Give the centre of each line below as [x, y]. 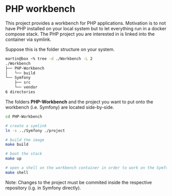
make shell [17, 172]
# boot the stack [24, 154]
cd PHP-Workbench [24, 116]
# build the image [25, 140]
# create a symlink [26, 126]
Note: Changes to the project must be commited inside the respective [79, 182]
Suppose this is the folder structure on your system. [60, 49]
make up [14, 159]
